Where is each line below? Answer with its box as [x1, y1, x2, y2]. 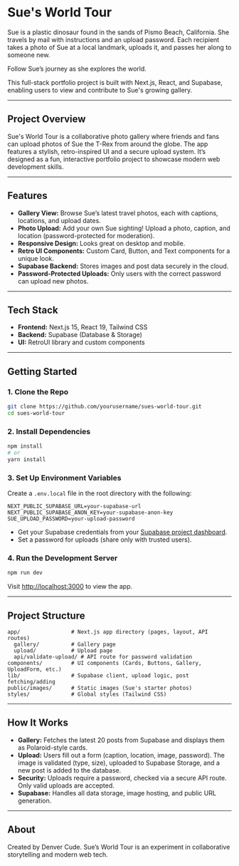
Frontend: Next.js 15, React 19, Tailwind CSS [17, 323, 148, 331]
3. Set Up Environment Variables [7, 473, 122, 483]
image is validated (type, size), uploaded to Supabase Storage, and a [17, 758, 221, 767]
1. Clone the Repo [7, 386, 69, 396]
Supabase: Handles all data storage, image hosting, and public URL [17, 788, 217, 797]
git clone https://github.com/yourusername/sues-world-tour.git [7, 403, 202, 411]
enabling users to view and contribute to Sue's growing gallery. [7, 86, 193, 94]
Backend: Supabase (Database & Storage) [17, 331, 142, 339]
